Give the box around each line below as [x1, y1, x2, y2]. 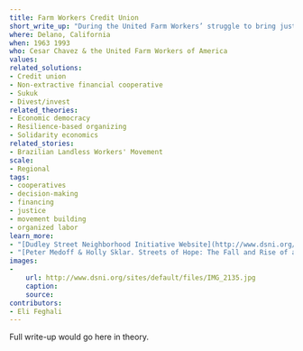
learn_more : [9, 231, 54, 240]
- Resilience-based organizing [9, 123, 127, 132]
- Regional [9, 164, 50, 173]
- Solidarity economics [9, 131, 99, 140]
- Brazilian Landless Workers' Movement [9, 147, 164, 156]
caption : [25, 282, 59, 291]
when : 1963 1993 [9, 38, 70, 48]
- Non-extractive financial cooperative [9, 80, 164, 89]
